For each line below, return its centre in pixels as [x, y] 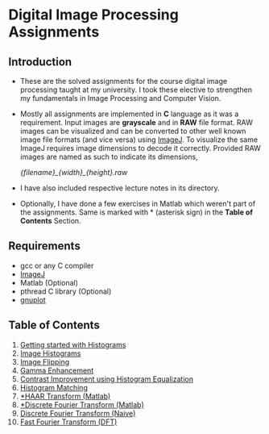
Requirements [44, 246]
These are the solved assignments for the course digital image [124, 81]
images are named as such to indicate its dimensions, [109, 156]
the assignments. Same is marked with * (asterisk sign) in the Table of [137, 212]
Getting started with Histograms [73, 344]
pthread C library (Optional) [66, 291]
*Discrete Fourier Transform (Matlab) [82, 404]
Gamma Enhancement [57, 370]
